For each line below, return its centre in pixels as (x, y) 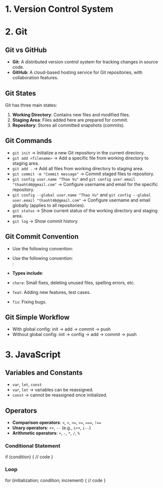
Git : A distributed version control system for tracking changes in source (85, 62)
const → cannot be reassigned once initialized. (60, 395)
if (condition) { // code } (29, 457)
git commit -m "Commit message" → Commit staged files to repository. (83, 174)
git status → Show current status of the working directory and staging (85, 210)
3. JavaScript (33, 354)
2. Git (16, 32)
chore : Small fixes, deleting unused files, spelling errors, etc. (73, 283)
